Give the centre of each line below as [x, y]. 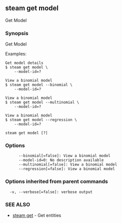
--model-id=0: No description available [61, 160]
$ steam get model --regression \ [41, 120]
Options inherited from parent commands [57, 181]
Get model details [24, 63]
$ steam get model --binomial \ [39, 85]
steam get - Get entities [37, 215]
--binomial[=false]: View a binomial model [64, 156]
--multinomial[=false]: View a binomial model [68, 164]
